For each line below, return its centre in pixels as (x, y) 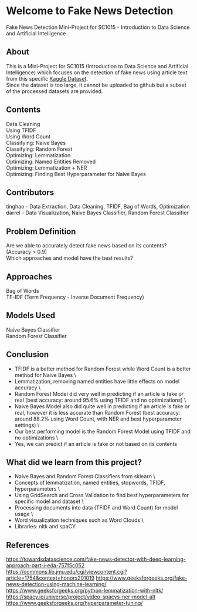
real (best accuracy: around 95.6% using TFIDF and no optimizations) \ (100, 400)
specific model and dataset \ (49, 501)
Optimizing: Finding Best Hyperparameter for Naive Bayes (76, 174)
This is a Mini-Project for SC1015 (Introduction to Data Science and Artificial (97, 66)
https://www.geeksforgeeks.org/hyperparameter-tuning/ (74, 603)
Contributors (30, 192)
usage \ (24, 514)
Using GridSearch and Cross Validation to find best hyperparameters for (102, 495)
